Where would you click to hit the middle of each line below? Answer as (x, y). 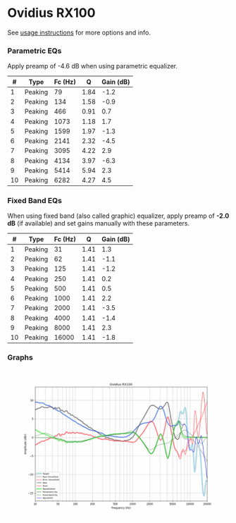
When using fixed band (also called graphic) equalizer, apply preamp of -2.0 (118, 216)
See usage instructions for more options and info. (79, 32)
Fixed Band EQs (35, 200)
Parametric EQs (35, 51)
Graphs (20, 357)
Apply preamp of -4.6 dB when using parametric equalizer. (93, 66)
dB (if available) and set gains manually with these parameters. (99, 223)
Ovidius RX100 (51, 13)
